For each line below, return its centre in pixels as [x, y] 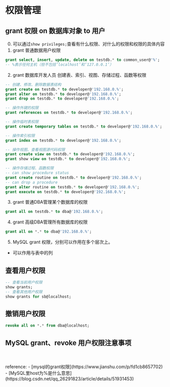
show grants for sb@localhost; [38, 297]
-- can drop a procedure [31, 182]
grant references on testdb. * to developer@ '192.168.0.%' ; [69, 113]
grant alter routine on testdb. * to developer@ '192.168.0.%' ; [72, 187]
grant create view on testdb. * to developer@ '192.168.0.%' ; [70, 154]
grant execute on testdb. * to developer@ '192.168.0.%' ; [65, 192]
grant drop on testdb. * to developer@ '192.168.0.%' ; [62, 99]
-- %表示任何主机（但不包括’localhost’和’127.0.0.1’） [59, 64]
